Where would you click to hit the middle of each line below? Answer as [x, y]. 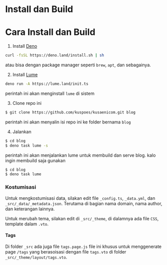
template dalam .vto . [27, 224]
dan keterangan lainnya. [30, 209]
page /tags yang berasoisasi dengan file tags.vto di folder [66, 251]
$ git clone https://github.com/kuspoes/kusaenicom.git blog [70, 112]
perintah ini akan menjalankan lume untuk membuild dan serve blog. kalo [80, 155]
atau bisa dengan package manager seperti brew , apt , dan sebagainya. [78, 65]
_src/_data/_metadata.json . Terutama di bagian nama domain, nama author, [84, 203]
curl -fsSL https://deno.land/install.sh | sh [55, 55]
